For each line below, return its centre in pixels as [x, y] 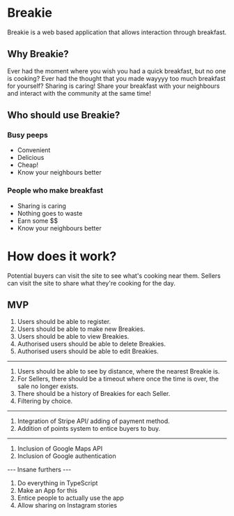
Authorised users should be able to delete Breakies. [91, 344]
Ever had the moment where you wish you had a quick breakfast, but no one [117, 71]
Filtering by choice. [45, 401]
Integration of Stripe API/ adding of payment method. [94, 421]
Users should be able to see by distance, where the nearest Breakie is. [118, 371]
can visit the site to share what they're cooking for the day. [92, 283]
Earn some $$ [37, 221]
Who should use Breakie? [64, 116]
